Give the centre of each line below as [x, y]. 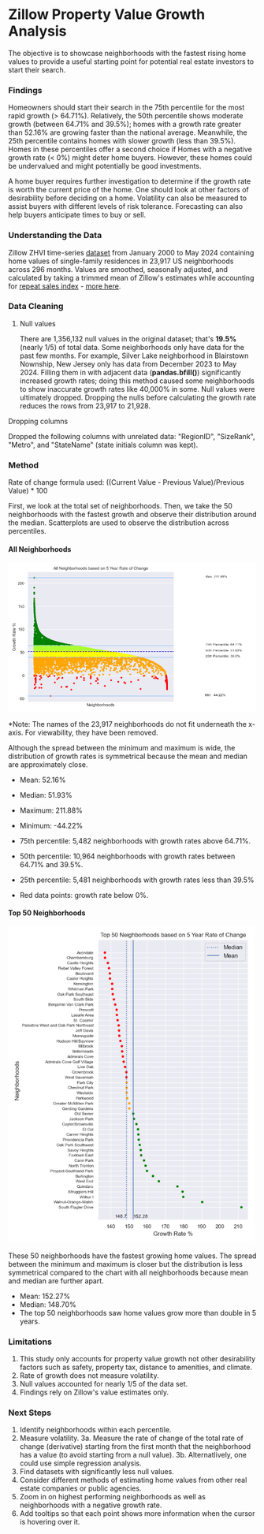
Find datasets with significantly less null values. [97, 1472]
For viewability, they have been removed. [92, 732]
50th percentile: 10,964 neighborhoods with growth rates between [127, 856]
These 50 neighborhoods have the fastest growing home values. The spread [132, 1256]
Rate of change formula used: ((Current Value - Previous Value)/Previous [126, 482]
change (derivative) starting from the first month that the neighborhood [135, 1447]
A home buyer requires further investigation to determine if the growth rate [130, 181]
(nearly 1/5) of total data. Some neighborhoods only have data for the [132, 347]
